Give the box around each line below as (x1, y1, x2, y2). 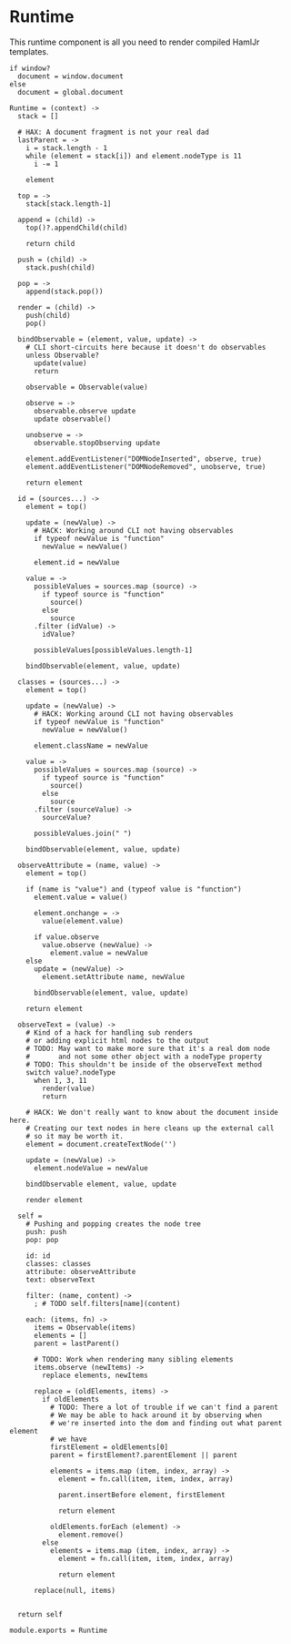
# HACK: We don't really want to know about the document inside (25, 1108, 279, 1117)
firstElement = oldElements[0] (49, 1442, 169, 1452)
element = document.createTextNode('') (25, 1139, 177, 1149)
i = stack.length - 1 (25, 143, 107, 152)
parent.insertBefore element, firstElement (57, 1490, 226, 1499)
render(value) (42, 1084, 95, 1093)
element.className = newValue (33, 740, 148, 751)
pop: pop (25, 1235, 59, 1244)
